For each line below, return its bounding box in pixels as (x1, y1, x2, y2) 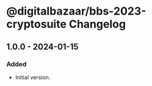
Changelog (68, 17, 126, 31)
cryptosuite (6, 17, 67, 31)
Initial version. (15, 73, 51, 81)
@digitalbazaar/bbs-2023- (6, 4, 147, 18)
